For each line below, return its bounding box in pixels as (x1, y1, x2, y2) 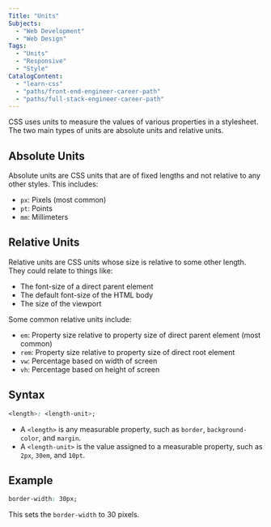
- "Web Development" (15, 27, 85, 35)
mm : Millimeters (19, 212, 69, 222)
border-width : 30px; (8, 495, 78, 503)
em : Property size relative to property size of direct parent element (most (19, 330, 261, 340)
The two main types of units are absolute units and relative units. (8, 126, 224, 135)
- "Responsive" (15, 58, 67, 66)
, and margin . (38, 433, 82, 443)
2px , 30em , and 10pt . (19, 450, 86, 460)
